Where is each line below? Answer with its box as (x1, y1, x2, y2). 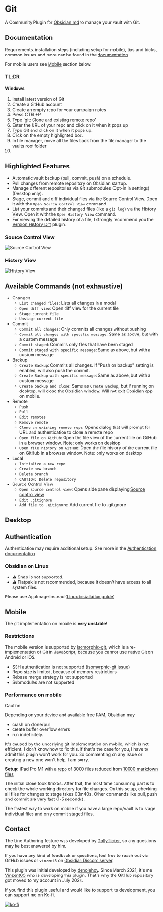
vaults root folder (12, 143, 47, 149)
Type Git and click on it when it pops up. (12, 127, 93, 133)
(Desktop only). (12, 190, 43, 196)
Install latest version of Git (12, 96, 65, 102)
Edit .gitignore (19, 498, 52, 503)
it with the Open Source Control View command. (12, 201, 108, 206)
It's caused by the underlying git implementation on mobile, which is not (5, 741, 149, 747)
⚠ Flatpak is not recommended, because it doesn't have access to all (12, 579, 151, 585)
